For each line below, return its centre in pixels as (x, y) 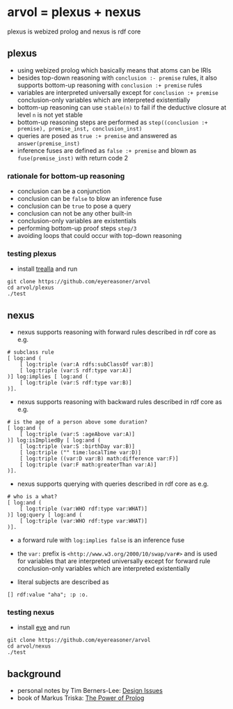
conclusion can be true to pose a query (74, 206)
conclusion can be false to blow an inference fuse (89, 199)
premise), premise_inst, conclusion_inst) (80, 129)
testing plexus (32, 253)
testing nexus (31, 613)
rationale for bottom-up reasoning (66, 176)
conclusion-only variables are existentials (77, 221)
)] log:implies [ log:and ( (48, 377)
